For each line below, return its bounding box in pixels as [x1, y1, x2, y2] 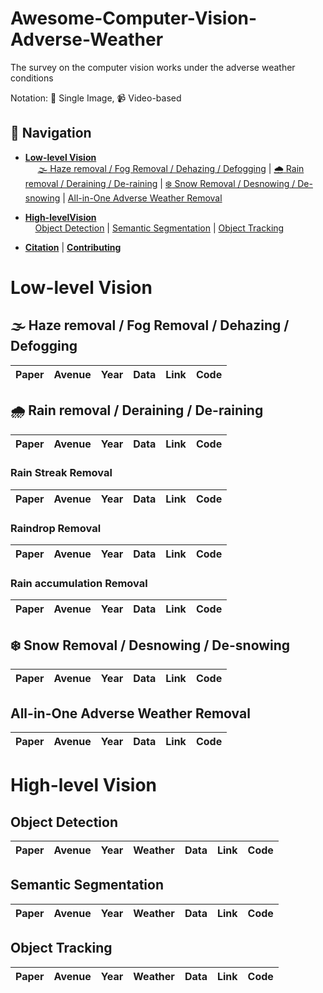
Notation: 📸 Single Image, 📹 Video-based [10, 92, 182, 104]
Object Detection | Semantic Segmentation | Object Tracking [34, 222, 285, 234]
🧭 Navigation [10, 125, 92, 142]
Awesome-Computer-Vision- [10, 7, 258, 30]
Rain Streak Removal [10, 466, 113, 480]
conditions [10, 72, 54, 84]
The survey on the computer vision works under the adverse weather [10, 61, 296, 73]
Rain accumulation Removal [10, 577, 148, 591]
